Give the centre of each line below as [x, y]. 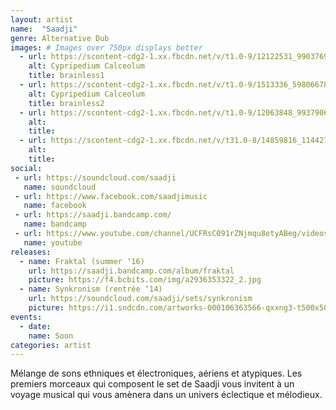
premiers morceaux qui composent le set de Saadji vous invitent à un [152, 384]
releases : [31, 252]
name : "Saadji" [44, 29]
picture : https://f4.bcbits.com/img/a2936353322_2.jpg [145, 280]
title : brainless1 [66, 76]
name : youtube [53, 242]
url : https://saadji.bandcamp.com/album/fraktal [131, 271]
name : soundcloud [60, 187]
